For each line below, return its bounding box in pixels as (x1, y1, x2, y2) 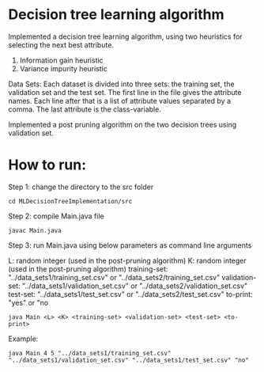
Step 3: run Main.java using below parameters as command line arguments (8, 240, 252, 250)
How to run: (8, 156, 87, 174)
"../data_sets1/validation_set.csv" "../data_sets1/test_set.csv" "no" (8, 356, 249, 364)
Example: (8, 334, 39, 344)
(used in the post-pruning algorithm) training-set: (8, 264, 168, 274)
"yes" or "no (8, 298, 49, 307)
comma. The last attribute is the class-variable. (8, 104, 162, 114)
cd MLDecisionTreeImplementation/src (8, 197, 133, 205)
